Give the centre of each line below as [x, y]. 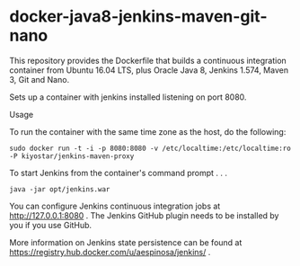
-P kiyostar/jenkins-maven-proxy [72, 156]
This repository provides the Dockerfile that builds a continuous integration [148, 60]
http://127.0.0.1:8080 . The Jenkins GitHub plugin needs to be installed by [144, 215]
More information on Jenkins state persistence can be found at [126, 242]
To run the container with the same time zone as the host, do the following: [148, 131]
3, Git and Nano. [40, 79]
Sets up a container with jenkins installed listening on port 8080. [128, 97]
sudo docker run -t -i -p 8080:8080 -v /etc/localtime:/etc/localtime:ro [150, 148]
